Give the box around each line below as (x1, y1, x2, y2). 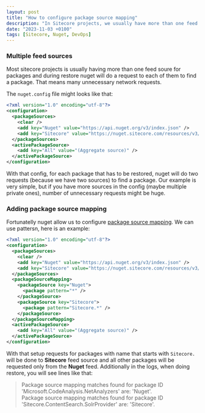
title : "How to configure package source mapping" (6, 15, 138, 21)
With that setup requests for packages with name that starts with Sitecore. (6, 350, 195, 357)
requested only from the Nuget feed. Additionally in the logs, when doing (6, 362, 190, 370)
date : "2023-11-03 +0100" (6, 26, 72, 32)
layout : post (6, 9, 40, 15)
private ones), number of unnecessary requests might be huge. (6, 190, 166, 197)
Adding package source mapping (6, 204, 107, 213)
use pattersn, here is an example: (6, 225, 90, 232)
